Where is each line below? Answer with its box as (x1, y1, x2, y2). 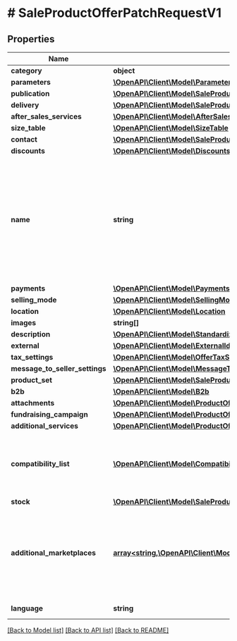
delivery (11, 100, 39, 110)
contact (11, 135, 37, 144)
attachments (11, 398, 55, 408)
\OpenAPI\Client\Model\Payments (112, 283, 231, 293)
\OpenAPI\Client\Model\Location (112, 307, 226, 316)
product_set (11, 375, 53, 385)
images (11, 318, 37, 327)
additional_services (11, 421, 79, 431)
